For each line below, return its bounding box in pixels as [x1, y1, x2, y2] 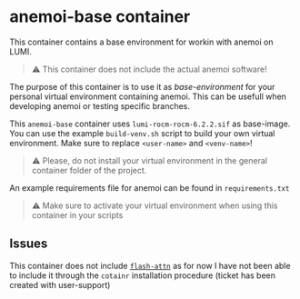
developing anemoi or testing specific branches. [9, 100, 191, 111]
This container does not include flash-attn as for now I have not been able [9, 260, 291, 271]
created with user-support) [9, 279, 111, 290]
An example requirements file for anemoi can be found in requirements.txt [9, 182, 290, 193]
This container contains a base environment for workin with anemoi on [9, 36, 275, 47]
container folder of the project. [31, 164, 147, 175]
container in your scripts [31, 209, 124, 220]
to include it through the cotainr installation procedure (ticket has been [9, 270, 275, 281]
